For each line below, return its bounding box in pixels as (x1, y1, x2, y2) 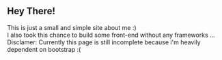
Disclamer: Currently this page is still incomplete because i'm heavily (7, 37, 201, 46)
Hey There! (7, 5, 56, 17)
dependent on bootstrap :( (7, 45, 81, 53)
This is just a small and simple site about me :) (7, 23, 137, 31)
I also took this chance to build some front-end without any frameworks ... (7, 31, 215, 39)
